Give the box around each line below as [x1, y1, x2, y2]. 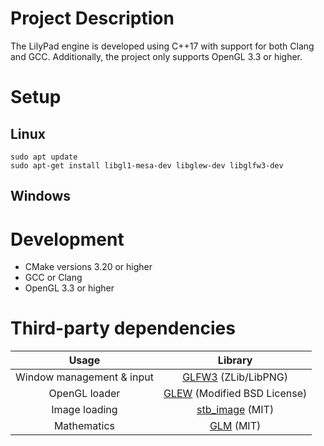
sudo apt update [10, 152, 78, 162]
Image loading [51, 403, 118, 417]
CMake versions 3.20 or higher [24, 261, 153, 273]
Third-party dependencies [10, 317, 236, 340]
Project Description [10, 7, 175, 30]
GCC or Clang [24, 272, 83, 284]
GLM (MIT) [209, 419, 262, 433]
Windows [10, 188, 71, 205]
